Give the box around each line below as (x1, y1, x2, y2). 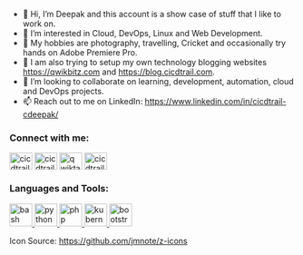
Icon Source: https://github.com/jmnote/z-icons (9, 235, 188, 246)
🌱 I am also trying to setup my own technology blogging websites (22, 57, 268, 67)
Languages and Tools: (9, 182, 109, 195)
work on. (22, 18, 56, 29)
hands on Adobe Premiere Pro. (22, 47, 138, 58)
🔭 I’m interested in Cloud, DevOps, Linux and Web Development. (22, 28, 263, 38)
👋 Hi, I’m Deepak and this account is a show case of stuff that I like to (22, 9, 281, 19)
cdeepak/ (22, 109, 59, 120)
